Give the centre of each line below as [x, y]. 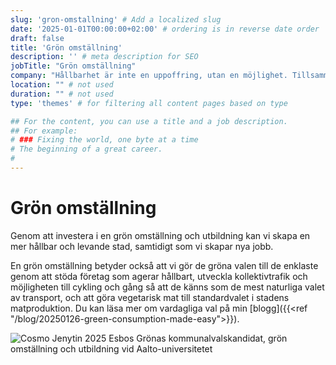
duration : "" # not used [62, 94]
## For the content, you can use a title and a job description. [149, 121]
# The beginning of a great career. [86, 149]
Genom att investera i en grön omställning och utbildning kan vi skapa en [160, 235]
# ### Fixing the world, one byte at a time [104, 140]
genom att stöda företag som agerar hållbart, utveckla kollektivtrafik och [159, 276]
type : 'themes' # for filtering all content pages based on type [149, 103]
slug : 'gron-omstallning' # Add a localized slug [116, 19]
